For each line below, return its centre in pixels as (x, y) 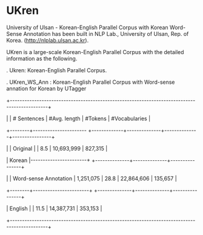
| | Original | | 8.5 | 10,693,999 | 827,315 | (57, 148)
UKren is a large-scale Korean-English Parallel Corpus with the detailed (95, 52)
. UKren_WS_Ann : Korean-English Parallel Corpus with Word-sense (91, 82)
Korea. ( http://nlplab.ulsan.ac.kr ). (48, 40)
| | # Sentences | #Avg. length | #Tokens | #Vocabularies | (78, 118)
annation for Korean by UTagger (46, 88)
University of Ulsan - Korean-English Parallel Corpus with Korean (87, 27)
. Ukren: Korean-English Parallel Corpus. (57, 70)
